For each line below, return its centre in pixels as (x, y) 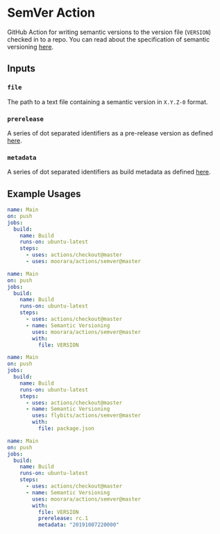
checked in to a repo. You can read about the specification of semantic (109, 39)
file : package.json (66, 428)
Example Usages (44, 193)
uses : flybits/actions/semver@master (86, 416)
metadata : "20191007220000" (78, 525)
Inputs (22, 68)
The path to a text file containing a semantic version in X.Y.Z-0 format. (108, 101)
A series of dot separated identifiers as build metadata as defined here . (109, 172)
